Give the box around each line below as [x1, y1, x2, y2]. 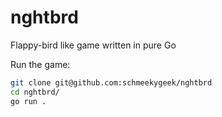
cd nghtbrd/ [10, 87, 60, 97]
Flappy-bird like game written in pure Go [10, 39, 177, 51]
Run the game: [10, 58, 71, 70]
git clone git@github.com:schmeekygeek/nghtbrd [10, 77, 213, 88]
